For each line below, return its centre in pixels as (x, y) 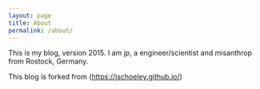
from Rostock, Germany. (48, 61)
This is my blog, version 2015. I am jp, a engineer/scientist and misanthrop (130, 53)
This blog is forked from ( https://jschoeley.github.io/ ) (95, 77)
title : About (30, 23)
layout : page (30, 15)
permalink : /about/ (41, 30)
